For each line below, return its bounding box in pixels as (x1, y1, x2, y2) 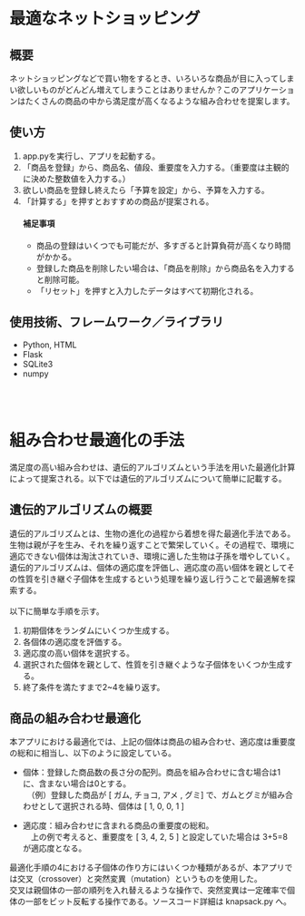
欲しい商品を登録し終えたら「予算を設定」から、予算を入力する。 (22, 184, 270, 195)
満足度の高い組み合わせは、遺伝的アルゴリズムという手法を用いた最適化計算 (9, 462, 296, 473)
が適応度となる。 (22, 843, 87, 853)
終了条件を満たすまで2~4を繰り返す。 (22, 681, 165, 692)
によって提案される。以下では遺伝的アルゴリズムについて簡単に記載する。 (9, 473, 288, 483)
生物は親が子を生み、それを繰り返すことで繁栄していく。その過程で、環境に (9, 539, 295, 550)
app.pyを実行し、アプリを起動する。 (22, 151, 161, 161)
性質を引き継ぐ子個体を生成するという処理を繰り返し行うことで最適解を (16, 573, 288, 584)
